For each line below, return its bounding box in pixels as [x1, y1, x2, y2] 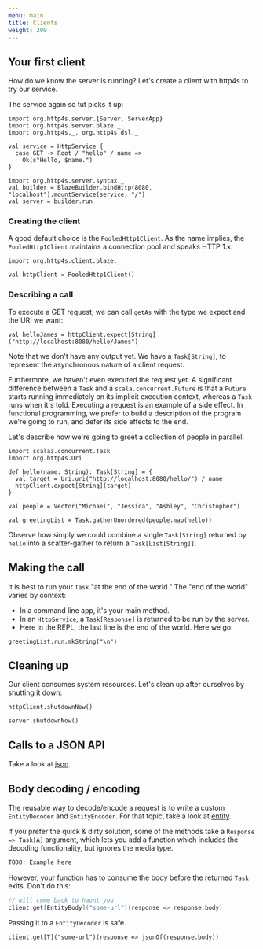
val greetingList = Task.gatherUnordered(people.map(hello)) [8, 516, 213, 524]
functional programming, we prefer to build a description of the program [8, 408, 242, 418]
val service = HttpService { [8, 142, 104, 150]
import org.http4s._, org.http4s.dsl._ [8, 129, 139, 137]
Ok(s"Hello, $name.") [22, 157, 93, 164]
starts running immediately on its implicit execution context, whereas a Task [8, 391, 253, 401]
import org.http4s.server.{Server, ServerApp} [8, 115, 163, 123]
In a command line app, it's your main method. [19, 605, 170, 615]
